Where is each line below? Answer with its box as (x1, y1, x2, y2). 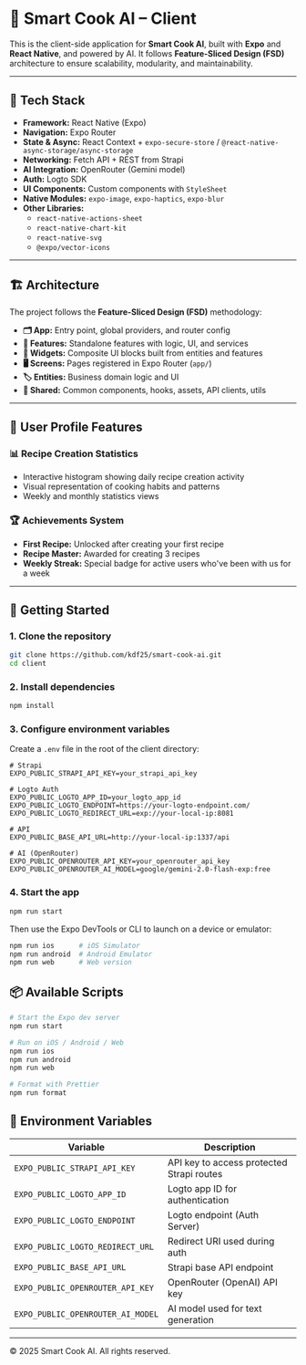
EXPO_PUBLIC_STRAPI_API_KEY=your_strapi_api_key (9, 769, 198, 778)
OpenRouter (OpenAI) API (167, 1276, 278, 1288)
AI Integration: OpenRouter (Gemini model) (22, 163, 186, 174)
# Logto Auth (9, 785, 59, 795)
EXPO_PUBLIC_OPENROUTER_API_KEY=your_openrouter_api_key (9, 857, 230, 866)
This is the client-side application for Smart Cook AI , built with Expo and (9, 38, 281, 49)
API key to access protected (167, 1156, 288, 1169)
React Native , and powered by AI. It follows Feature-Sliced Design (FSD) (9, 47, 285, 58)
